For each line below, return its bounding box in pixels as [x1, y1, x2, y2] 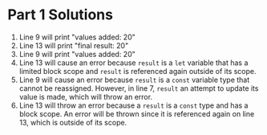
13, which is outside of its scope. [18, 117, 127, 127]
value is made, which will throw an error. [18, 92, 153, 101]
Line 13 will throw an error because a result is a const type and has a [18, 100, 249, 110]
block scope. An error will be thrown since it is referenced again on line [18, 108, 255, 118]
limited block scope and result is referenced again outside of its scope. [18, 66, 257, 76]
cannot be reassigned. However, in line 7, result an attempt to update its [18, 83, 259, 93]
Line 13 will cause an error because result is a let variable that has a [18, 58, 249, 67]
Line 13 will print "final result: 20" [18, 40, 129, 50]
